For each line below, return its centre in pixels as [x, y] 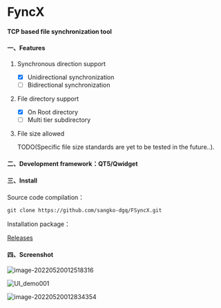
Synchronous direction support [61, 63]
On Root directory [52, 112]
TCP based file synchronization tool [60, 31]
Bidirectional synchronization [69, 85]
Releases [20, 238]
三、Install [22, 181]
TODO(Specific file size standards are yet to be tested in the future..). [116, 147]
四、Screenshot [30, 254]
